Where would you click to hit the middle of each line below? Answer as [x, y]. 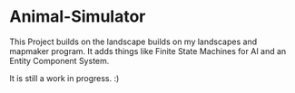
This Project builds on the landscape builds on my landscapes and [133, 42]
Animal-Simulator [78, 17]
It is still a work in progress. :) [64, 78]
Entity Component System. [59, 60]
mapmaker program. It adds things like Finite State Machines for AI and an [148, 51]
